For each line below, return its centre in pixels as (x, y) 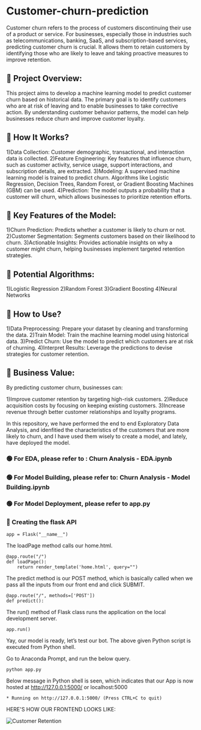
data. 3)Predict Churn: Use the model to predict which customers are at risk (100, 341)
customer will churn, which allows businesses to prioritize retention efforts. (99, 196)
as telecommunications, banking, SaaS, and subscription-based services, (97, 40)
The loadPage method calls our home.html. (59, 546)
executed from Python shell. (41, 646)
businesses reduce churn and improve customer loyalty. (76, 118)
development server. (32, 618)
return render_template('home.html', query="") (77, 567)
